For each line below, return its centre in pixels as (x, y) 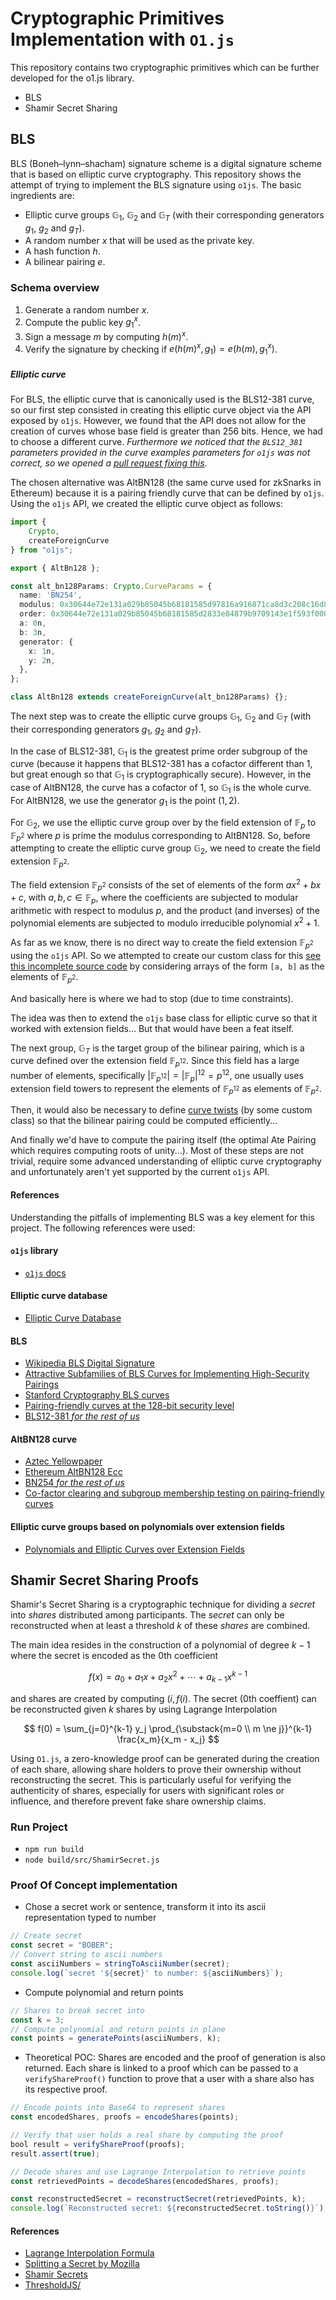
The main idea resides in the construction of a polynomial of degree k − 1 (160, 1645)
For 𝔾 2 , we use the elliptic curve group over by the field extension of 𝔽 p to (163, 823)
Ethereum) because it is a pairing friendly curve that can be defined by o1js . (167, 493)
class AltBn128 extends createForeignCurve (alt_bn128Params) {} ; (149, 697)
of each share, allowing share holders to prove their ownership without (156, 1769)
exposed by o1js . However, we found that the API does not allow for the (158, 421)
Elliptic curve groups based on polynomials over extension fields (147, 1526)
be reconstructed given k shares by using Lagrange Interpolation (144, 1709)
